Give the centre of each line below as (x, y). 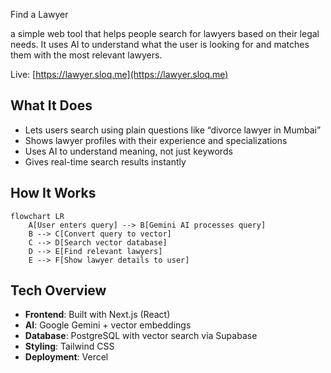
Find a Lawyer (39, 14)
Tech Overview (58, 290)
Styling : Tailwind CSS (69, 346)
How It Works (53, 193)
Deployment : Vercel (66, 357)
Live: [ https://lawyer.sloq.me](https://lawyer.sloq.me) (119, 74)
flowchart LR (37, 216)
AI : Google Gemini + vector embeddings (108, 325)
